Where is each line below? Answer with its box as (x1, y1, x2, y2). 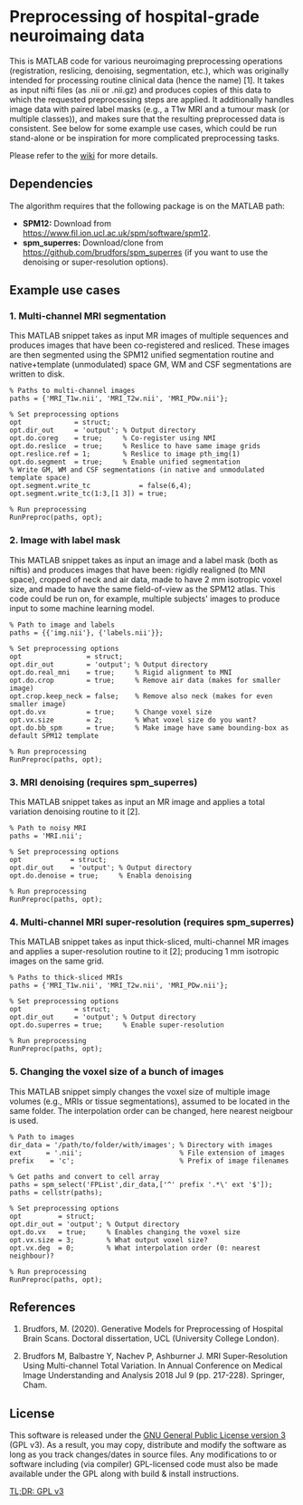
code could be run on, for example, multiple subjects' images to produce (9, 593, 280, 604)
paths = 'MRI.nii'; (9, 831, 83, 841)
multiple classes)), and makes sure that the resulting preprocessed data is (9, 113, 285, 124)
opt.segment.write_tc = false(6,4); (9, 482, 193, 491)
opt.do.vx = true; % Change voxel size (9, 707, 213, 716)
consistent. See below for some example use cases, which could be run (9, 122, 278, 133)
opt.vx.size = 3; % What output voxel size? (9, 1235, 208, 1244)
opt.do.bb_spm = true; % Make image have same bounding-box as (9, 723, 289, 733)
